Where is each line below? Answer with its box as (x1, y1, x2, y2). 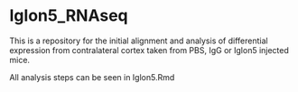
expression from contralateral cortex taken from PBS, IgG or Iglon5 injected (9, 44, 289, 55)
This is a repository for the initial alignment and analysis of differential (9, 35, 268, 46)
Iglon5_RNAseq (9, 5, 128, 26)
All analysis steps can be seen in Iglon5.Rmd (9, 71, 175, 82)
